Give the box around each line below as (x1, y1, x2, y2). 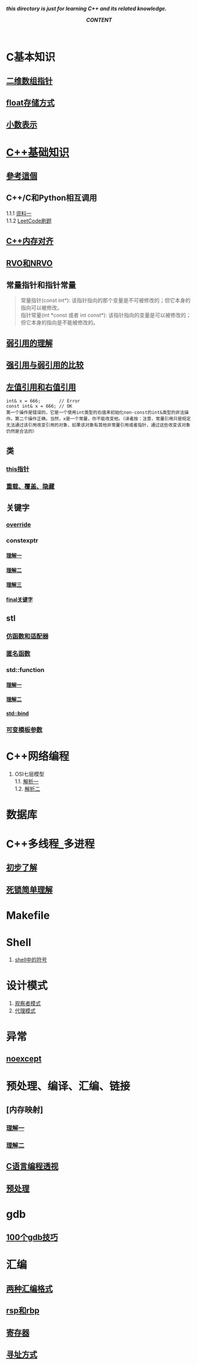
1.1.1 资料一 (6, 209, 32, 217)
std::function (6, 666, 45, 674)
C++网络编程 (6, 750, 70, 763)
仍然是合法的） (6, 428, 37, 434)
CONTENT (86, 17, 112, 23)
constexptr (6, 537, 38, 545)
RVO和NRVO (6, 258, 53, 268)
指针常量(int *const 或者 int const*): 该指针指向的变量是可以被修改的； (20, 312, 192, 319)
